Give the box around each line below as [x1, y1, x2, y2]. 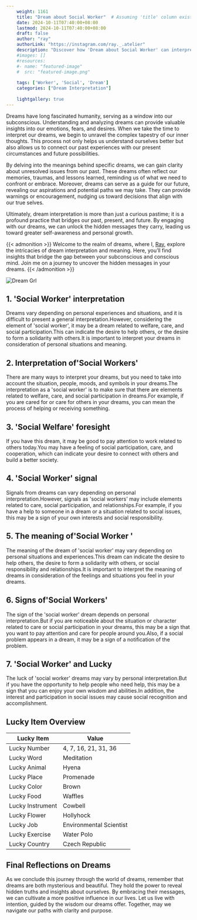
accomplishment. [6, 700, 48, 707]
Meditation [62, 754, 93, 762]
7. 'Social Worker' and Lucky [6, 659, 113, 669]
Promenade [62, 773, 95, 781]
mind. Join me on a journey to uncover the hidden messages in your [6, 259, 171, 266]
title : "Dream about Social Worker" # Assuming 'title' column [16, 14, 177, 20]
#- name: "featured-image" [16, 63, 83, 70]
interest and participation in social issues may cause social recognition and [6, 693, 188, 701]
